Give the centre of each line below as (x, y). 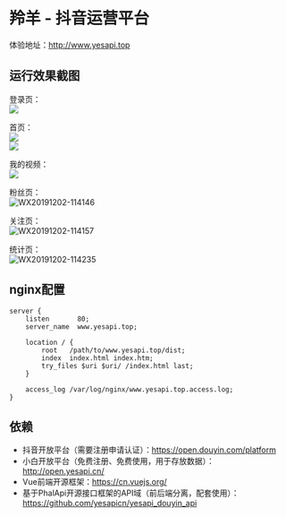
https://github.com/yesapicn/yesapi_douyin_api (109, 504)
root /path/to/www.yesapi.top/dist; (114, 350)
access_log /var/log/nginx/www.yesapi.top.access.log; (130, 389)
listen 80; (58, 319)
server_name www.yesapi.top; (82, 327)
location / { (50, 342)
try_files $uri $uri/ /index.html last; (118, 366)
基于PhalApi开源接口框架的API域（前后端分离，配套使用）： (130, 493)
